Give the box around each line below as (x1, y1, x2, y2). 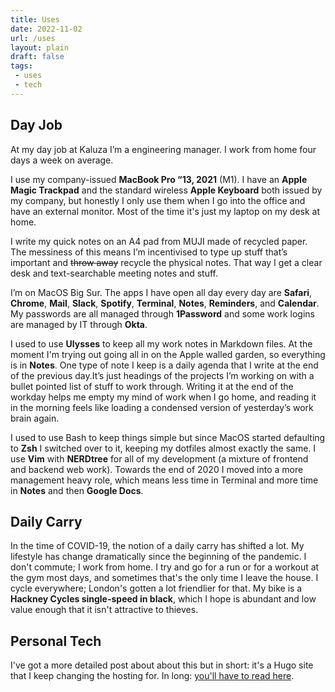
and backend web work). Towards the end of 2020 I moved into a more (10, 463, 304, 475)
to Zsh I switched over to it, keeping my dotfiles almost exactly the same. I (10, 442, 317, 454)
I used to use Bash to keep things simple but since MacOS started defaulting (10, 431, 326, 443)
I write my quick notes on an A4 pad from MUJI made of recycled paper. (10, 235, 308, 247)
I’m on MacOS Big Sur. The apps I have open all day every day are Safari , (10, 286, 313, 298)
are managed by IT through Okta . (10, 318, 148, 330)
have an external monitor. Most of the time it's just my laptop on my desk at (10, 205, 321, 217)
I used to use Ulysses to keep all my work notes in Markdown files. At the (10, 337, 313, 350)
